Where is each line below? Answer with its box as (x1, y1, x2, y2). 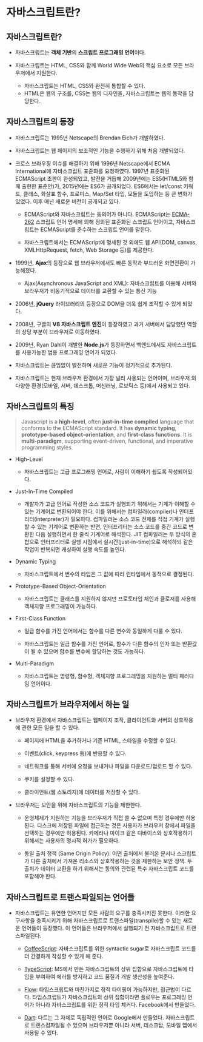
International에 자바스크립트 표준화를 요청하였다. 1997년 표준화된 (15, 167, 170, 175)
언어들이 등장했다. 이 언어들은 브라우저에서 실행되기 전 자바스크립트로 (21, 924, 185, 932)
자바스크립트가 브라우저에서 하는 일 (6, 699, 130, 710)
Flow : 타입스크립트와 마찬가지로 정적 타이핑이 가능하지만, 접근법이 (24, 986, 181, 993)
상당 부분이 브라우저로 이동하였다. (21, 328, 101, 335)
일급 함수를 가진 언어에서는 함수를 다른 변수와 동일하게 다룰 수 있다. (24, 627, 183, 634)
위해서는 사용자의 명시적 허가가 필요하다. (24, 837, 120, 844)
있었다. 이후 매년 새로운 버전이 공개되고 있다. (15, 198, 121, 205)
